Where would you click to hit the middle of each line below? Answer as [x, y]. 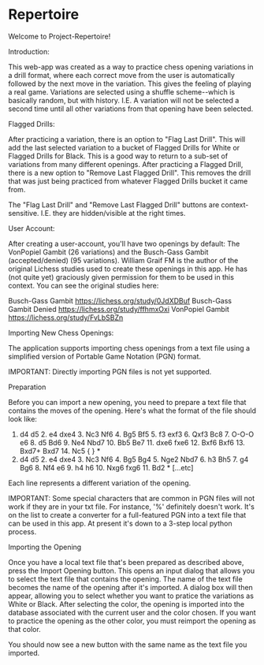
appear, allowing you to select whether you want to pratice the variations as [131, 596]
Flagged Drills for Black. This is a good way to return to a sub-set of [118, 156]
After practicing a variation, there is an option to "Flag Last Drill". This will [127, 139]
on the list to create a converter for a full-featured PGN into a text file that [127, 515]
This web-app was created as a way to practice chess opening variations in [131, 67]
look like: [23, 418]
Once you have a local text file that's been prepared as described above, [126, 562]
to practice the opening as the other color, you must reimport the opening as [132, 621]
